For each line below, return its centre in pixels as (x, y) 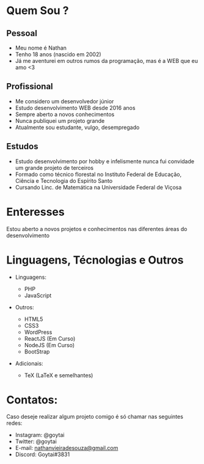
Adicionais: (29, 363)
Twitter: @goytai (36, 441)
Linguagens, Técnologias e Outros (95, 260)
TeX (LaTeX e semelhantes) (59, 375)
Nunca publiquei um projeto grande (60, 120)
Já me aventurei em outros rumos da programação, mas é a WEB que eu (107, 61)
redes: (14, 423)
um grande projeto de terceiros (54, 168)
